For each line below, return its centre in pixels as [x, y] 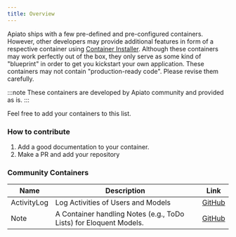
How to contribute [39, 132]
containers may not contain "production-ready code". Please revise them [113, 71]
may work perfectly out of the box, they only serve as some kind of [104, 56]
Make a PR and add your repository [68, 154]
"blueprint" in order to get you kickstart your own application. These [106, 63]
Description [125, 191]
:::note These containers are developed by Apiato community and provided [116, 92]
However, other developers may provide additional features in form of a [111, 41]
